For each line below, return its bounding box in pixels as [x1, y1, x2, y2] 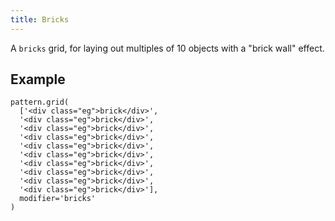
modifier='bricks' [19, 194, 97, 204]
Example [10, 71, 66, 88]
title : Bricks [10, 14, 70, 25]
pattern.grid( [10, 97, 70, 108]
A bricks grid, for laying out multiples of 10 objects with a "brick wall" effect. [10, 42, 325, 54]
